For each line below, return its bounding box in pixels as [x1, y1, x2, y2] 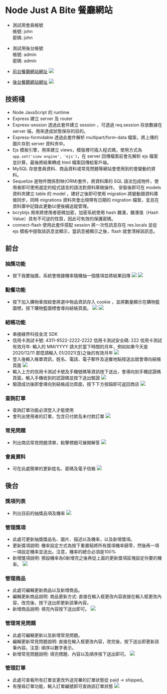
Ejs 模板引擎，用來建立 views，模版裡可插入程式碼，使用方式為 [12, 147, 142, 153]
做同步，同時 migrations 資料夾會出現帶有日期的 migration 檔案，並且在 [12, 197, 159, 203]
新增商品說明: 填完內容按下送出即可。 [12, 606, 90, 612]
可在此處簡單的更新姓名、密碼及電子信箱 [12, 465, 96, 471]
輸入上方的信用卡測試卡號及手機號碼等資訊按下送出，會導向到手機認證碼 [12, 369, 161, 375]
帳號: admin [12, 51, 37, 58]
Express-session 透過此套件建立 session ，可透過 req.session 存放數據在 [12, 122, 163, 128]
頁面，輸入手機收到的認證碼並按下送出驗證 [12, 375, 100, 381]
